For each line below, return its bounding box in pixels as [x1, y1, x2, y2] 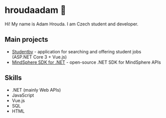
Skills [4, 74, 22, 82]
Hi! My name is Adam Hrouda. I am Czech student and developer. [4, 21, 139, 27]
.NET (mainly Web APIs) [11, 87, 61, 93]
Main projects [4, 35, 48, 44]
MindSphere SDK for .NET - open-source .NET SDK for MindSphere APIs [11, 59, 161, 65]
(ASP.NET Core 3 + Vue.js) [11, 54, 67, 60]
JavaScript [11, 92, 34, 98]
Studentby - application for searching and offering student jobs [11, 48, 142, 54]
